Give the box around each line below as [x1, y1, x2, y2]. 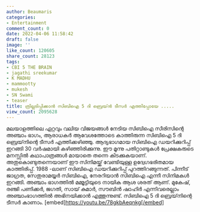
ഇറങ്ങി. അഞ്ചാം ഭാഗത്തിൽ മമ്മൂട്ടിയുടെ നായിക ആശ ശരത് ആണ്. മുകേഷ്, [6, 179, 190, 186]
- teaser [6, 97, 28, 103]
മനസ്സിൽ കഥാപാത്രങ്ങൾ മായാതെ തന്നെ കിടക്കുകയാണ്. [6, 152, 147, 159]
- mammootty [6, 81, 36, 87]
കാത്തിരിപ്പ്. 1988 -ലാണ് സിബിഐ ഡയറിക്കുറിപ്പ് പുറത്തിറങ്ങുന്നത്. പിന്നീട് [6, 165, 189, 173]
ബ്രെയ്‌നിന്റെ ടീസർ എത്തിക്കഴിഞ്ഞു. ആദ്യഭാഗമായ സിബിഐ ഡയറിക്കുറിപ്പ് [6, 139, 191, 146]
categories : [6, 14, 36, 20]
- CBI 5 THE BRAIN [6, 64, 52, 70]
